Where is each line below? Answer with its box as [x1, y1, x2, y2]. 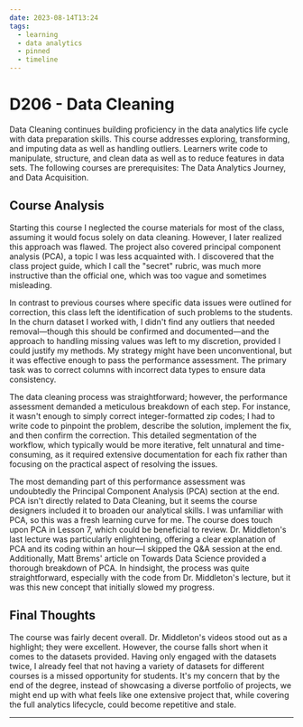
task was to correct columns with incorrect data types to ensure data [9, 364, 266, 375]
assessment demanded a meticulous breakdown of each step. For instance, [9, 401, 291, 412]
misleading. [9, 279, 52, 290]
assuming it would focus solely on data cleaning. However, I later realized [9, 231, 282, 242]
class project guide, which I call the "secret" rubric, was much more [9, 260, 262, 271]
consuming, [9, 449, 53, 460]
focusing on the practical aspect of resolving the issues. [9, 458, 218, 470]
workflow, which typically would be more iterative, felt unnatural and [9, 439, 263, 450]
